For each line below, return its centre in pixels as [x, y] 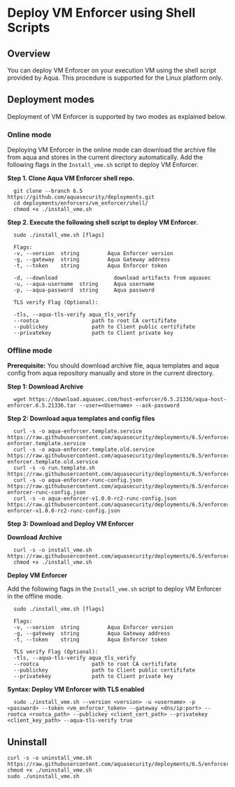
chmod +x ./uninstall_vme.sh [50, 770]
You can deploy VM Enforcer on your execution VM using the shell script [112, 70]
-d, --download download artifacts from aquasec [112, 278]
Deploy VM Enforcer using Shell [101, 13]
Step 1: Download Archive [45, 387]
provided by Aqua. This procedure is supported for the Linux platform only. [115, 78]
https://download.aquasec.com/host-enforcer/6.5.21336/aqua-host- [128, 400]
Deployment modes [51, 100]
